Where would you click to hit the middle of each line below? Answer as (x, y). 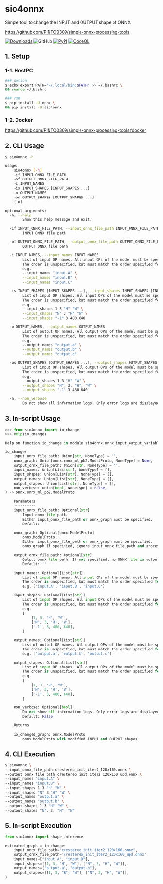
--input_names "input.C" (48, 282)
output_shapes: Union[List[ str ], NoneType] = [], (65, 483)
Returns (21, 725)
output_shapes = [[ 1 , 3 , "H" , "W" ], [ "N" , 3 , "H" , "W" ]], (72, 873)
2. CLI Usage (24, 146)
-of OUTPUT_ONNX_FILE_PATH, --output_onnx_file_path (64, 242)
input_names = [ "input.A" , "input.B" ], (52, 859)
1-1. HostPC (19, 71)
